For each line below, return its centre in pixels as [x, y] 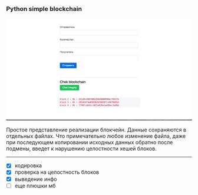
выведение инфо [36, 179]
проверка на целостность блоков [57, 172]
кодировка [28, 166]
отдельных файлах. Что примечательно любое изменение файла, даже [96, 136]
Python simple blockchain [44, 9]
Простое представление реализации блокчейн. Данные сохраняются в [96, 130]
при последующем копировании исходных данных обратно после [90, 143]
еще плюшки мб [35, 186]
